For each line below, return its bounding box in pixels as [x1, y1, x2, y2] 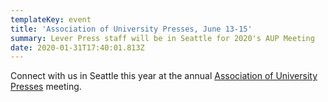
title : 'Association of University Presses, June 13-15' [10, 24, 253, 34]
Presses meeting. [10, 81, 82, 93]
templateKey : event [10, 14, 92, 25]
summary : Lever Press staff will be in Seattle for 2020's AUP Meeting [10, 33, 315, 43]
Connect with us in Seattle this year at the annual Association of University [10, 70, 318, 82]
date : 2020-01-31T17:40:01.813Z [10, 42, 145, 53]
